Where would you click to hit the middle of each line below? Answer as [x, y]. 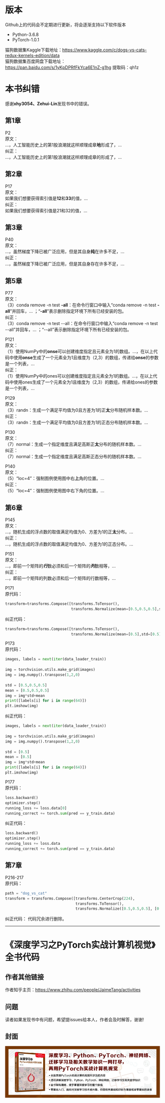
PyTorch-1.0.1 [26, 39]
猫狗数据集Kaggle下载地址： [34, 50]
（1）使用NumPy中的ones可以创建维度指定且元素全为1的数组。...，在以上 [79, 376]
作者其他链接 [25, 977]
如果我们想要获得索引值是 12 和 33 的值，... [47, 198]
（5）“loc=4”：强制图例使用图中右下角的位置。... [55, 491]
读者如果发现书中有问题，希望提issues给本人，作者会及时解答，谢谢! [75, 1020]
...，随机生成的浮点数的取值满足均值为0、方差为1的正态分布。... [69, 544]
